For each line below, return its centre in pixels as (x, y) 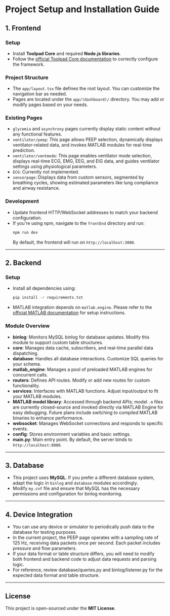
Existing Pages (24, 118)
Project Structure (27, 77)
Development (22, 201)
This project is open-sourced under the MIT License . (60, 608)
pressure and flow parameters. (45, 549)
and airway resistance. (36, 188)
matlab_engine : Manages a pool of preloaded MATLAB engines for (82, 369)
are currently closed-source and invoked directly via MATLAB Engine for (88, 407)
